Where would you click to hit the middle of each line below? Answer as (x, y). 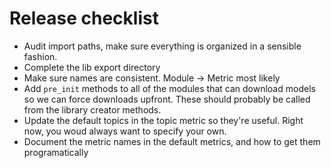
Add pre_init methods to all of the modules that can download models (169, 88)
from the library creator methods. (92, 109)
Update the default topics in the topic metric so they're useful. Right (163, 120)
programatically (56, 152)
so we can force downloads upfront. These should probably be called (167, 99)
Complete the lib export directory (92, 67)
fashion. (40, 56)
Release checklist (84, 18)
